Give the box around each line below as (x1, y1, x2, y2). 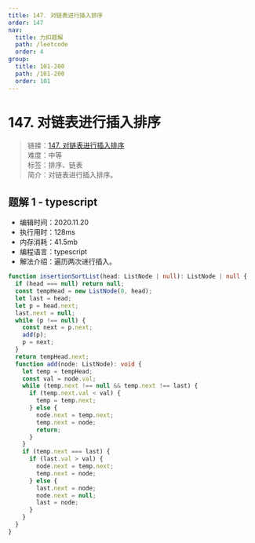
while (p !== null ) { (15, 316, 86, 324)
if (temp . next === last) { (22, 448, 111, 456)
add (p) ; (22, 331, 47, 339)
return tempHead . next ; (15, 352, 89, 361)
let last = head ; (15, 294, 72, 302)
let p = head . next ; (15, 301, 79, 310)
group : (8, 56, 30, 64)
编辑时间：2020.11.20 (19, 217, 89, 228)
